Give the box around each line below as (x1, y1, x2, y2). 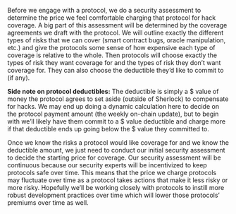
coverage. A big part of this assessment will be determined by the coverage (7, 21, 228, 29)
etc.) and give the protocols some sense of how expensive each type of (7, 44, 216, 52)
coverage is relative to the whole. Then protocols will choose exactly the (7, 51, 217, 59)
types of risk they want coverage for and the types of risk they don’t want (7, 59, 221, 66)
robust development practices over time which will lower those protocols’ (7, 191, 220, 199)
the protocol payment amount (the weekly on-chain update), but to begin (7, 109, 219, 118)
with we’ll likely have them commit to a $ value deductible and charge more (7, 117, 226, 126)
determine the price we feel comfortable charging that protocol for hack (7, 13, 216, 22)
